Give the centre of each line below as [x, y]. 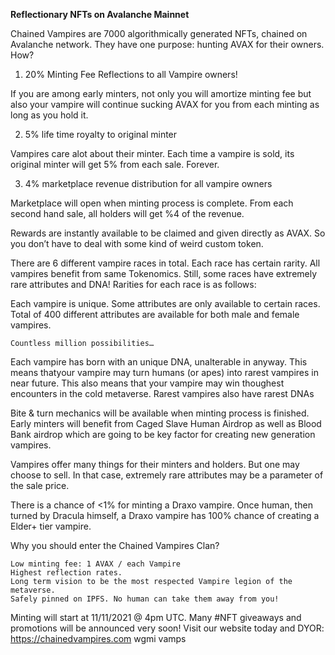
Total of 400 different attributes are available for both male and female [155, 314]
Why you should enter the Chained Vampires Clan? [115, 545]
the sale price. [40, 485]
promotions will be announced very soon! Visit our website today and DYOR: [167, 628]
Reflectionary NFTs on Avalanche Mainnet [100, 14]
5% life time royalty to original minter [101, 134]
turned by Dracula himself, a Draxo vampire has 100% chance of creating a [165, 515]
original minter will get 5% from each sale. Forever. [115, 164]
